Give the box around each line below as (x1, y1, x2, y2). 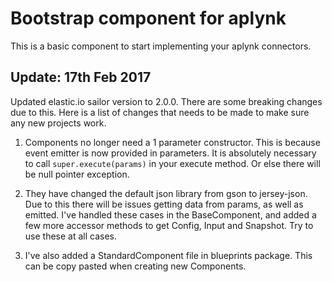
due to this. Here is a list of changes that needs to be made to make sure (10, 106, 310, 118)
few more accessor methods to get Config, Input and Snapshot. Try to (24, 219, 314, 231)
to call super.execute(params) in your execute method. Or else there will (24, 157, 321, 169)
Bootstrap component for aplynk (10, 7, 287, 30)
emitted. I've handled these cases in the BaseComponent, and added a (24, 208, 317, 221)
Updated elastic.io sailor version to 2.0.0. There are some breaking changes (10, 95, 323, 107)
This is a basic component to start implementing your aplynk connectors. (10, 40, 312, 52)
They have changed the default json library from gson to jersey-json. (24, 187, 308, 199)
